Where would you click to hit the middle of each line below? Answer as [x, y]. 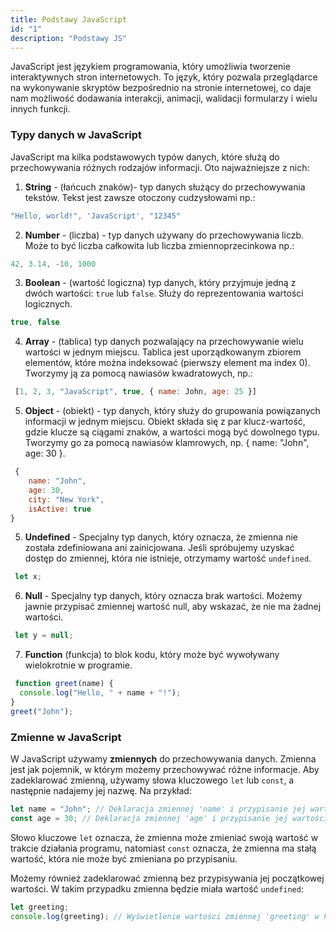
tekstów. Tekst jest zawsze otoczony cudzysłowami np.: [140, 197]
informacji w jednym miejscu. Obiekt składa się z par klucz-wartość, [165, 422]
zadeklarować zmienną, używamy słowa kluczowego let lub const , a [152, 780]
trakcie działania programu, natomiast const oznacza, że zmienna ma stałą [163, 848]
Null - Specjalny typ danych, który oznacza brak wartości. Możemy [163, 596]
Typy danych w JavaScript [76, 135]
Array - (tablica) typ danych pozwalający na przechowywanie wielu [164, 342]
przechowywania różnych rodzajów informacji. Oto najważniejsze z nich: [160, 167]
